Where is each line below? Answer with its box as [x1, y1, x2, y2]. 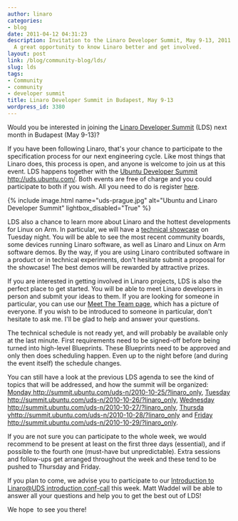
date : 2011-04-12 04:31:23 [7, 30, 88, 38]
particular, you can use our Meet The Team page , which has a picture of [7, 299, 219, 308]
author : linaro [7, 10, 53, 18]
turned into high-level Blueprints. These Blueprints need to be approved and [7, 343, 231, 352]
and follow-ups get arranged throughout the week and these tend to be [7, 455, 217, 463]
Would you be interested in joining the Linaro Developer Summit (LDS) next [7, 123, 227, 131]
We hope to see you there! [7, 505, 87, 514]
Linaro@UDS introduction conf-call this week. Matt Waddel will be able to [7, 483, 223, 492]
